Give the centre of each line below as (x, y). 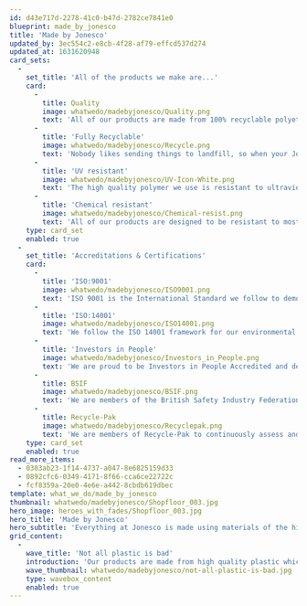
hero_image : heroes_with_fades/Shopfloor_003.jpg (106, 511)
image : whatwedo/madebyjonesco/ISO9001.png (126, 290)
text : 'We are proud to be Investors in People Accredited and (165, 367)
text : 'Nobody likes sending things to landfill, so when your (165, 154)
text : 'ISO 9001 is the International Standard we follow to (161, 298)
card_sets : (30, 60)
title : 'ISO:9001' (77, 282)
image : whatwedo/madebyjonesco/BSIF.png (120, 392)
